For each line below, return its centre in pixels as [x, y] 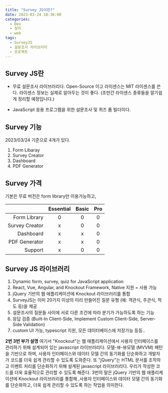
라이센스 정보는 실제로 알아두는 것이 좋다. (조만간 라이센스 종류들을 [84, 93]
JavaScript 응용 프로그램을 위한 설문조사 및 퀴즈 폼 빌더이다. [72, 110]
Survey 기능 [24, 127]
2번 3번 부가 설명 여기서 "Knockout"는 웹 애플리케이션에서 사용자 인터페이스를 [82, 341]
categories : [18, 19]
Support [34, 250]
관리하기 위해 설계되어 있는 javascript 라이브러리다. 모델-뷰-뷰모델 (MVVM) [79, 347]
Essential [60, 209]
